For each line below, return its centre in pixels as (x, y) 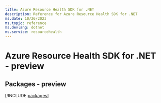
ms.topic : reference (26, 23)
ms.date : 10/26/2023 (26, 18)
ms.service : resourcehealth (33, 32)
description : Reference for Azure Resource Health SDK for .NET (71, 14)
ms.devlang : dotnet (25, 28)
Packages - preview (36, 84)
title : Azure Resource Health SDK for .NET (50, 9)
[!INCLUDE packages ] (27, 96)
